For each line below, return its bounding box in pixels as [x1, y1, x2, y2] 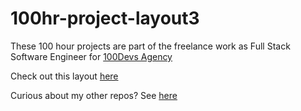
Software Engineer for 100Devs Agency [10, 50, 173, 62]
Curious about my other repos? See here [10, 89, 178, 101]
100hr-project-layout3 [10, 7, 200, 30]
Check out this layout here [10, 70, 119, 82]
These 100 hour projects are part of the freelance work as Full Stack [10, 40, 291, 52]
